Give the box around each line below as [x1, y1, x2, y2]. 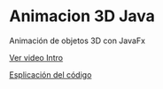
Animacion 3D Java [9, 6, 155, 26]
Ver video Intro [9, 52, 64, 63]
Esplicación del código [9, 69, 92, 80]
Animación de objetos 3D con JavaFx [9, 35, 146, 46]
